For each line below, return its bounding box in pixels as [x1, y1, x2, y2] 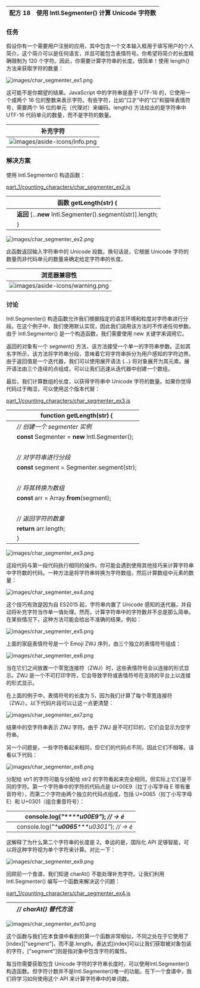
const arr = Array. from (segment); [17, 494, 111, 502]
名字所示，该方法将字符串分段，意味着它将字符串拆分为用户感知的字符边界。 [6, 350, 194, 357]
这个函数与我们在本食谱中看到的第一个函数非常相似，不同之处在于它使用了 [6, 932, 189, 940]
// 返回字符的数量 [17, 514, 65, 522]
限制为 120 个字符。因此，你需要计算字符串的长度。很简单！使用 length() [11, 57, 190, 64]
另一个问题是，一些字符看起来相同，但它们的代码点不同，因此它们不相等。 [6, 743, 189, 751]
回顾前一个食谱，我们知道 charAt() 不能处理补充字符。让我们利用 [6, 870, 165, 877]
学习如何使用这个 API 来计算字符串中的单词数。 [16, 975, 133, 982]
